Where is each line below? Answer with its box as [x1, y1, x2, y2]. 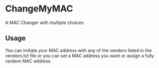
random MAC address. [5, 58, 52, 64]
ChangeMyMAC [5, 3, 74, 14]
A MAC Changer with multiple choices [5, 19, 84, 25]
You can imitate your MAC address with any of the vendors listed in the [5, 47, 152, 53]
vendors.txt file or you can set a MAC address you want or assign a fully [5, 52, 154, 58]
